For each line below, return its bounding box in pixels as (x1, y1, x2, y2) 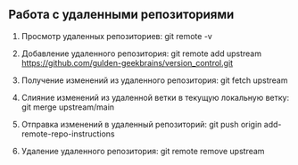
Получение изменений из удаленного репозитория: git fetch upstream (21, 75, 288, 86)
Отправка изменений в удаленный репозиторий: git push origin (21, 119, 262, 129)
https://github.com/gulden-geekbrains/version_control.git (21, 57, 234, 68)
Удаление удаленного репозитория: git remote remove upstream (21, 145, 265, 156)
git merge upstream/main (21, 102, 115, 112)
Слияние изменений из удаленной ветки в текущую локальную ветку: (21, 92, 290, 103)
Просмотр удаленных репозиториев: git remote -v (21, 30, 213, 41)
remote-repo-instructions (21, 128, 115, 139)
